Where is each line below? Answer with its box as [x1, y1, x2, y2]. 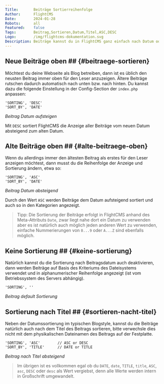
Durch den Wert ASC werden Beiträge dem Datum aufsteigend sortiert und [5, 197, 153, 203]
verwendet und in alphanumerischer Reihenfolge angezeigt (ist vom [5, 270, 142, 276]
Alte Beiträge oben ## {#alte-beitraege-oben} [5, 142, 148, 150]
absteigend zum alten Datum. [5, 128, 64, 134]
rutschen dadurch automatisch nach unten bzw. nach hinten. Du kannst [5, 80, 148, 86]
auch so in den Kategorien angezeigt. [5, 203, 81, 208]
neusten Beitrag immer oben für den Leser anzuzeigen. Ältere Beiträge [5, 75, 147, 81]
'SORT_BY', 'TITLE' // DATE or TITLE [5, 345, 93, 350]
